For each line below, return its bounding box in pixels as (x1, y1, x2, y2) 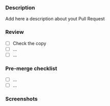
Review (5, 29, 24, 36)
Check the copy (12, 40, 47, 46)
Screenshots (5, 95, 38, 102)
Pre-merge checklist (5, 65, 57, 72)
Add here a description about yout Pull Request (5, 16, 105, 22)
